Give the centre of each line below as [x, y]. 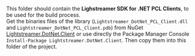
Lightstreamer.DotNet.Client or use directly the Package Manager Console [98, 34]
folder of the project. [32, 46]
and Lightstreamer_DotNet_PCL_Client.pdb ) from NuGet [75, 27]
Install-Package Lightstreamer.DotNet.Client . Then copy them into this [96, 40]
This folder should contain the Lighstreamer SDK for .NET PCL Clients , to [97, 9]
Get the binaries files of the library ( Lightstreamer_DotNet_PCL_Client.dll [97, 21]
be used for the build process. [43, 15]
